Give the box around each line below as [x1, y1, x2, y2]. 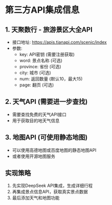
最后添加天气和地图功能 [12, 195, 60, 201]
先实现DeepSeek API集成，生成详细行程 [12, 183, 93, 188]
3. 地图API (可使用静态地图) [5, 133, 88, 142]
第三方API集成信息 [5, 4, 80, 16]
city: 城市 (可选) [19, 70, 51, 76]
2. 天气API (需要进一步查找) [5, 98, 88, 106]
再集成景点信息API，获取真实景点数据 [12, 189, 88, 195]
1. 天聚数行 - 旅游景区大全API [5, 25, 93, 34]
